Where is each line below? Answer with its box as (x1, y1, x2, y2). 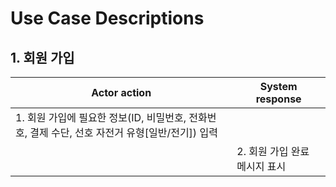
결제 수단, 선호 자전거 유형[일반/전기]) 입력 (29, 126, 218, 139)
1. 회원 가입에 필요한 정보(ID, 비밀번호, (15, 111, 187, 124)
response (255, 92, 302, 106)
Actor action (91, 86, 152, 99)
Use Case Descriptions (10, 7, 205, 30)
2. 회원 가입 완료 (236, 145, 310, 158)
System (259, 80, 298, 93)
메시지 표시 (236, 160, 287, 173)
